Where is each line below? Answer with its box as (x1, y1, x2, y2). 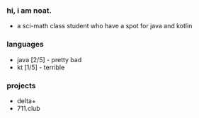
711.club (16, 104, 40, 112)
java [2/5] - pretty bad (16, 55, 82, 64)
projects (6, 81, 36, 90)
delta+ (16, 96, 36, 105)
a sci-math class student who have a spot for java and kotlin (16, 22, 193, 30)
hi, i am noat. (6, 6, 52, 16)
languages (6, 40, 44, 49)
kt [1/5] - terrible (16, 63, 65, 71)
